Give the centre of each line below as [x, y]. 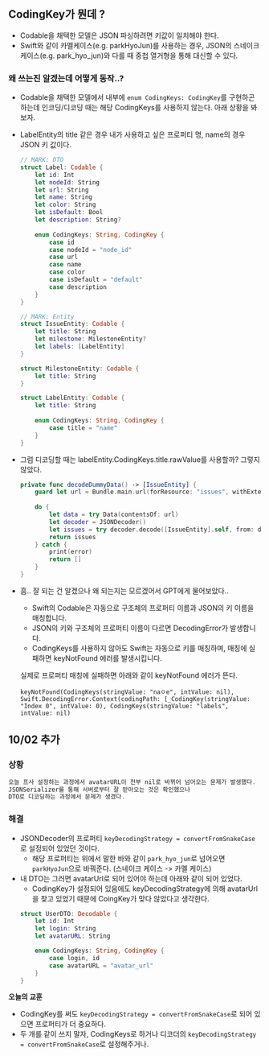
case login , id [75, 958]
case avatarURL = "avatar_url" [102, 965]
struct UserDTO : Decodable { [69, 914]
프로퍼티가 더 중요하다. [71, 1024]
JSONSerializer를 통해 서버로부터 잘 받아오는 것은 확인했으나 [99, 790]
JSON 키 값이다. [46, 145]
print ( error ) [71, 552]
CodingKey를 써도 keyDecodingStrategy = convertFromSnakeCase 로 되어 [136, 1014]
